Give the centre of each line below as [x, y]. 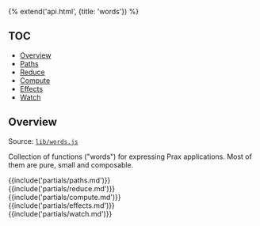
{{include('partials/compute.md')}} [65, 197]
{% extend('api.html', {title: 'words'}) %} [74, 11]
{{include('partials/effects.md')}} [61, 205]
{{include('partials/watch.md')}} [60, 213]
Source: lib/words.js [43, 141]
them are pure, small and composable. [71, 164]
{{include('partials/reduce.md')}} [62, 188]
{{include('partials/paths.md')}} [59, 180]
